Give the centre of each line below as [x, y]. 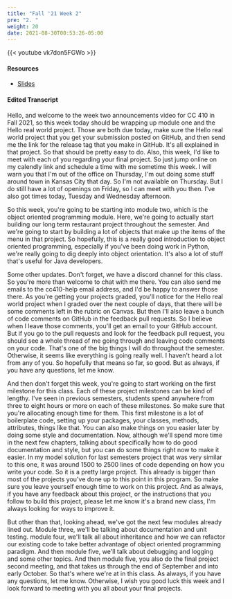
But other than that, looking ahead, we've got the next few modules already [115, 522]
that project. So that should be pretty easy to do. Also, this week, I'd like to [113, 152]
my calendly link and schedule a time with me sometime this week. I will [109, 166]
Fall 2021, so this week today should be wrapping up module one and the [111, 123]
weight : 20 [23, 26]
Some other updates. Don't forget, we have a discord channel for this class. [115, 274]
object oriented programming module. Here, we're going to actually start [110, 217]
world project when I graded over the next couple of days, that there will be [115, 304]
